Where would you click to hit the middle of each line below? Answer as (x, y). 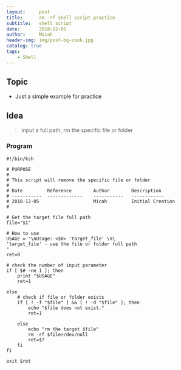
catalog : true (24, 46)
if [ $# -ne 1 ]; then (35, 271)
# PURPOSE (19, 169)
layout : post (28, 12)
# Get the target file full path (49, 217)
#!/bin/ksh (20, 159)
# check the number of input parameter (57, 265)
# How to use (23, 233)
